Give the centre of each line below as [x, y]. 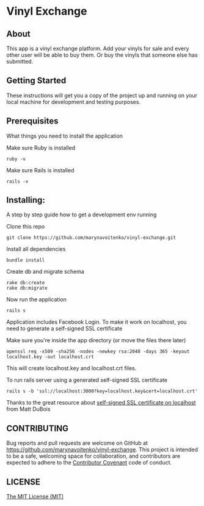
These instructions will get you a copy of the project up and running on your [102, 95]
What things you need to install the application [65, 136]
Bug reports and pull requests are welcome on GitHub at [77, 443]
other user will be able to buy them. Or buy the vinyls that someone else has [102, 55]
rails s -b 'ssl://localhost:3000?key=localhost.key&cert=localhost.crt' [102, 391]
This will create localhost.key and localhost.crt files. [71, 369]
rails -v [17, 182]
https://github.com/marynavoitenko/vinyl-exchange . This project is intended [102, 450]
